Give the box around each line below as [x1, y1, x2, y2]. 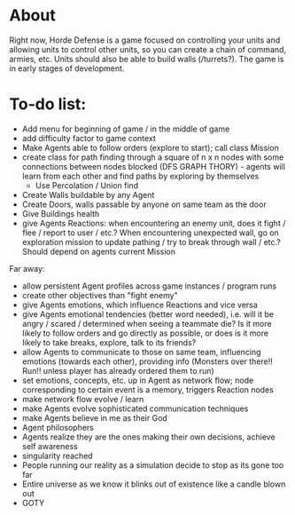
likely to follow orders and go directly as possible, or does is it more [21, 328, 268, 338]
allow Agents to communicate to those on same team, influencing [21, 346, 261, 357]
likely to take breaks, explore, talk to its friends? [21, 337, 197, 347]
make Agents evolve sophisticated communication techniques [21, 403, 249, 414]
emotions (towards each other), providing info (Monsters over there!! [21, 356, 273, 367]
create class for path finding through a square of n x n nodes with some [21, 152, 284, 162]
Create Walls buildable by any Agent [21, 189, 155, 200]
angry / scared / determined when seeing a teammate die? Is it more [21, 318, 272, 329]
